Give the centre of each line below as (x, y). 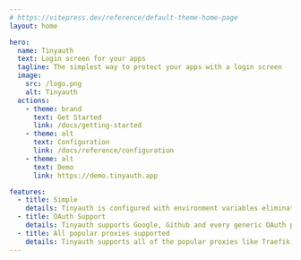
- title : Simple (47, 200)
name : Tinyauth (46, 50)
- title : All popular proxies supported (94, 233)
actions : (34, 100)
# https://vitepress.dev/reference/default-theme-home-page (124, 17)
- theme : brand (54, 108)
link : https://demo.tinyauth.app (95, 176)
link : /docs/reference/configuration (103, 151)
